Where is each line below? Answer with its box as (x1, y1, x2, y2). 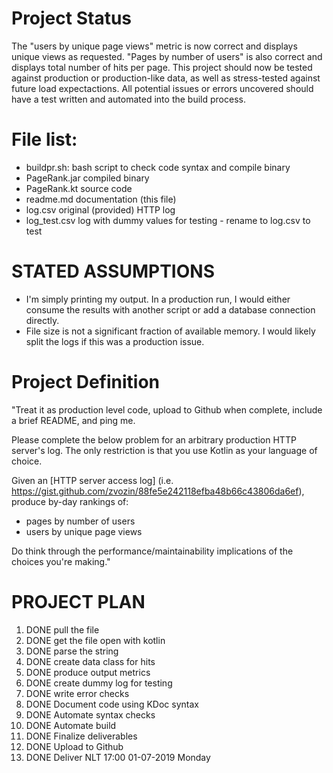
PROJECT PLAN (11, 590, 146, 613)
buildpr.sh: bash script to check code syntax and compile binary (25, 161, 291, 173)
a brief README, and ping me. (11, 414, 136, 426)
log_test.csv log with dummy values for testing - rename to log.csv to (25, 214, 311, 226)
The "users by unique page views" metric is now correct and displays (11, 40, 298, 52)
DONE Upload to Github (25, 740, 124, 752)
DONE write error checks (25, 687, 130, 699)
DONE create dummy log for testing (25, 677, 173, 689)
